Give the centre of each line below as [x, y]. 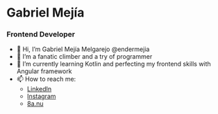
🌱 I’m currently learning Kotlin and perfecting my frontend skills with [114, 64]
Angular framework [44, 71]
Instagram [41, 96]
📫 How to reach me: [46, 79]
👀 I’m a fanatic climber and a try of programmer [84, 57]
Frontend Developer [41, 35]
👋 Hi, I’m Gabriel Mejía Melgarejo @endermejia [83, 49]
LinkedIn [39, 89]
